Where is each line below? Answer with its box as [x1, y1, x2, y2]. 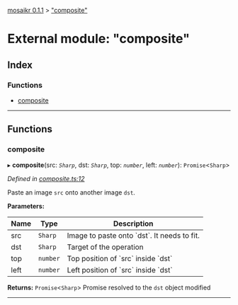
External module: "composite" [7, 31, 190, 47]
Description [113, 219, 154, 229]
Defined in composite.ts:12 [7, 174, 85, 183]
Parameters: [7, 202, 45, 210]
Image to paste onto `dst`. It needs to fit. [67, 230, 200, 240]
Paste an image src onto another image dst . [7, 188, 136, 197]
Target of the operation [67, 242, 144, 252]
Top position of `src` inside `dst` [67, 253, 173, 263]
